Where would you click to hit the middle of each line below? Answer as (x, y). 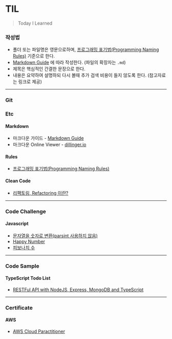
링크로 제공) (30, 82)
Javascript (17, 223)
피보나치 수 (24, 248)
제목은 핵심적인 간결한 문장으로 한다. (49, 69)
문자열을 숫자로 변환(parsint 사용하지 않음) (55, 236)
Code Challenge (26, 211)
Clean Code (18, 181)
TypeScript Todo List (28, 278)
